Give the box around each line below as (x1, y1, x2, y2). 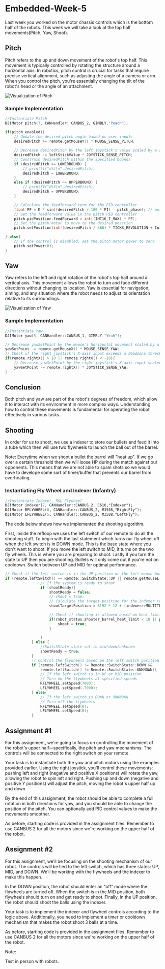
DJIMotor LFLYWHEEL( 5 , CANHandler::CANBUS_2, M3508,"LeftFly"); (5, 512, 139, 517)
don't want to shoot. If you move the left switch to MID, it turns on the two (5, 546, 154, 552)
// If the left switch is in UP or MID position (40, 672, 141, 677)
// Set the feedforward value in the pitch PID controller (14, 212, 137, 217)
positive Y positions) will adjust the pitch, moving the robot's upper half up (5, 781, 156, 786)
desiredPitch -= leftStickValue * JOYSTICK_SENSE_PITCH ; (14, 153, 133, 157)
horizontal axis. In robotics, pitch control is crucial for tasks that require (5, 67, 149, 73)
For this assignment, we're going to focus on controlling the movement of (5, 740, 154, 746)
